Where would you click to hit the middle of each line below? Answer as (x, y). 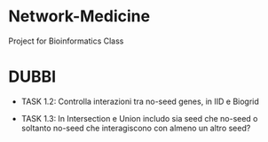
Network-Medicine (79, 16)
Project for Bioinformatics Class (66, 41)
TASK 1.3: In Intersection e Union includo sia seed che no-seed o (139, 118)
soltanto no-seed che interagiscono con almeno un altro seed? (136, 128)
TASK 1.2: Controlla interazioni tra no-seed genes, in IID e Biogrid (140, 101)
